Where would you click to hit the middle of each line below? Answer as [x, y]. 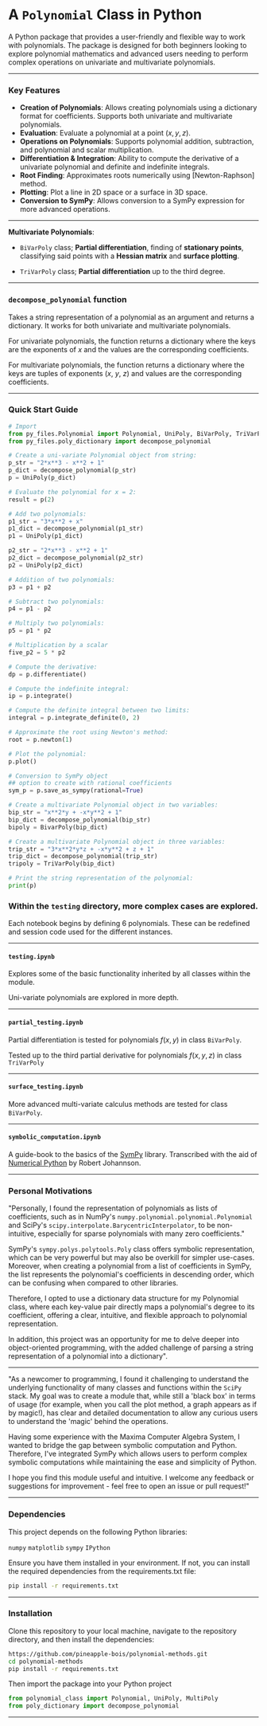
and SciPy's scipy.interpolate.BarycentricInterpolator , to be [112, 1226]
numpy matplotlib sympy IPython [60, 1548]
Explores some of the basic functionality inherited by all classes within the [130, 974]
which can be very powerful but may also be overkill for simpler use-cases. [132, 1257]
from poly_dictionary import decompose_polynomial [94, 1706]
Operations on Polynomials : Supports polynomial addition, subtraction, [137, 142]
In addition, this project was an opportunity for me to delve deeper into [124, 1340]
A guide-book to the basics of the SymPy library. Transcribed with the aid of [133, 1155]
